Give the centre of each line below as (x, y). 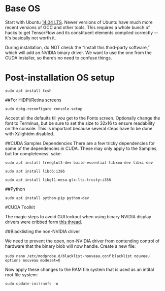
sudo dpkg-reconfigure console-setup (44, 109)
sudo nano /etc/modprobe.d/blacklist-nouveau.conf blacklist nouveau (78, 256)
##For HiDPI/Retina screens (33, 100)
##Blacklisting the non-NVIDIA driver (43, 231)
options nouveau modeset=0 (33, 260)
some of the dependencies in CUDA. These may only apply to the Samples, (82, 148)
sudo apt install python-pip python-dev (47, 198)
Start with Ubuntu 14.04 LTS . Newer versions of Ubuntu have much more (79, 22)
